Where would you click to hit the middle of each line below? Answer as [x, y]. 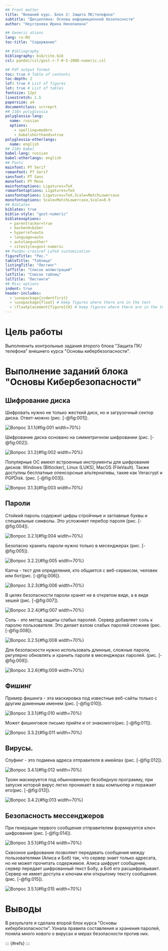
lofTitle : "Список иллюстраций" [39, 270]
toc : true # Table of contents [38, 74]
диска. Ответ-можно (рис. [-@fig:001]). [47, 418]
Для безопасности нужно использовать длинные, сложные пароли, [78, 650]
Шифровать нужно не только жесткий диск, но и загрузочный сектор [79, 412]
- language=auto [26, 237]
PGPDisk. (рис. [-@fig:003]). [35, 478]
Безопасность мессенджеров [54, 815]
